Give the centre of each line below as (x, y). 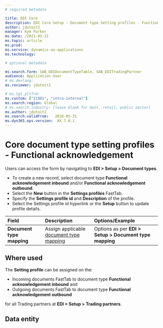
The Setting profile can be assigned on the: (49, 269)
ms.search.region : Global (31, 103)
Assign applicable (65, 229)
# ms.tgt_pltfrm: (23, 94)
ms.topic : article (24, 41)
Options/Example (114, 221)
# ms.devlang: (19, 81)
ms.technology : (20, 54)
